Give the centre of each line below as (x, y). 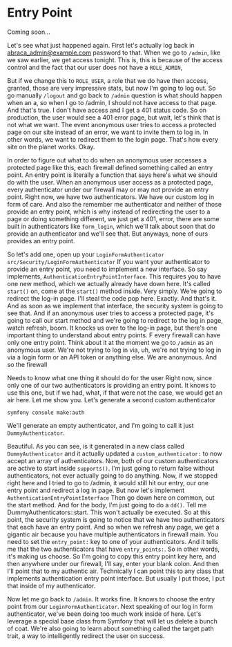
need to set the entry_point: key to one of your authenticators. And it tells (113, 541)
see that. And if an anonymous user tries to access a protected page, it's (110, 313)
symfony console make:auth (46, 413)
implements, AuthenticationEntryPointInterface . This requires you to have (114, 276)
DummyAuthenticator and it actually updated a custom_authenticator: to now (115, 453)
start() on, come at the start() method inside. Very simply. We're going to (115, 291)
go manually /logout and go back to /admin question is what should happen (115, 95)
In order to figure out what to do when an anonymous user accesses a (107, 160)
